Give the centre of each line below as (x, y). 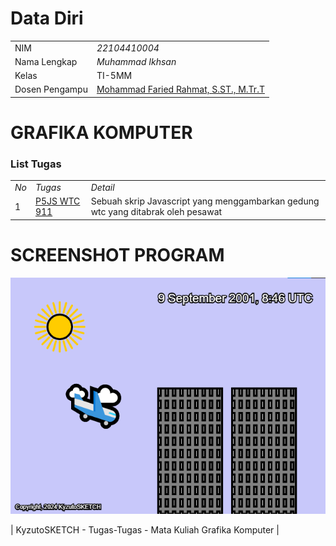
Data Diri (47, 18)
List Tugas (36, 164)
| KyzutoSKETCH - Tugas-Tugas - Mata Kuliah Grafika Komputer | (145, 529)
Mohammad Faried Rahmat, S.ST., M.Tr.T (180, 89)
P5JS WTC (57, 201)
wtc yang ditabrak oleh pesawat (156, 212)
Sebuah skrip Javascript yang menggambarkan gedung (205, 201)
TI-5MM (114, 76)
